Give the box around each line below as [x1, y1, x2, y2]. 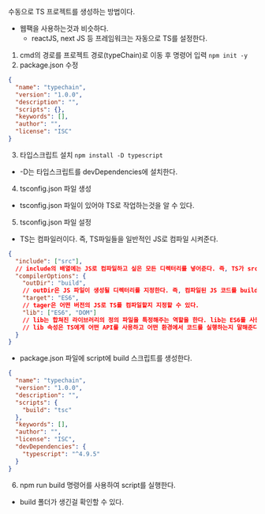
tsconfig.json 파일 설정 [19, 217, 92, 227]
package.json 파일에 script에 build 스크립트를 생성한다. [19, 353, 192, 363]
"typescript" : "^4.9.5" [22, 450, 101, 458]
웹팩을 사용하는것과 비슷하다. [19, 24, 109, 33]
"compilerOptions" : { [15, 272, 87, 280]
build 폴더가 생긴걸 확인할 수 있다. [19, 497, 125, 506]
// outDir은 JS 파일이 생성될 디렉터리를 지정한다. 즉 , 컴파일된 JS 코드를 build [22, 287, 259, 295]
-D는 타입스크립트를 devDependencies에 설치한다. [19, 167, 178, 176]
